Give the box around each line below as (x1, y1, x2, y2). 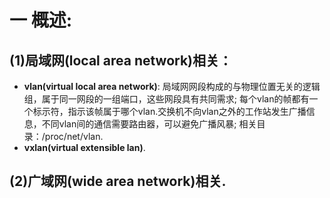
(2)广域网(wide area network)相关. (9, 173, 227, 190)
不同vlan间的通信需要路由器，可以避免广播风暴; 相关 (41, 118, 257, 130)
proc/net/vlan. (44, 131, 104, 142)
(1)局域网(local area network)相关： (9, 52, 233, 69)
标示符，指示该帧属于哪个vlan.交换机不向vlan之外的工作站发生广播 (32, 106, 307, 117)
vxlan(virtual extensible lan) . (23, 142, 146, 153)
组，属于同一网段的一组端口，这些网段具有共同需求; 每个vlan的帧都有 (23, 93, 310, 105)
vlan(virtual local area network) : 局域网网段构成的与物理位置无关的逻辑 (23, 81, 321, 92)
